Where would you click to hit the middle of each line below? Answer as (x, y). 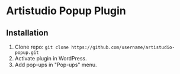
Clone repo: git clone (42, 47)
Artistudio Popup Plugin (66, 11)
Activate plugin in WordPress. (51, 58)
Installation (27, 33)
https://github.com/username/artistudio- (123, 47)
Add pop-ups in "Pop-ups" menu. (56, 65)
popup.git (27, 53)
